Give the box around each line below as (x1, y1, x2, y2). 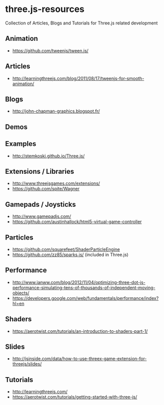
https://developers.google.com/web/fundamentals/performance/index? (12, 295, 159, 301)
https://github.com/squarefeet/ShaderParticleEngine (12, 247, 120, 253)
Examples (5, 139, 36, 148)
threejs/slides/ (12, 361, 42, 367)
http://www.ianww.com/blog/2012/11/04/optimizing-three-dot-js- (12, 279, 146, 285)
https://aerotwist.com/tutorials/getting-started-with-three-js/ (12, 394, 138, 400)
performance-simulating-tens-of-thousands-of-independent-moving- (12, 284, 156, 290)
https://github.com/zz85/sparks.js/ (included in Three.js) (12, 252, 129, 258)
